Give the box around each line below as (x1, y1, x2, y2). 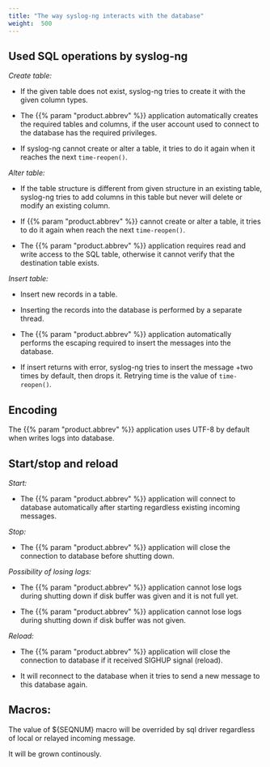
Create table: (8, 70, 53, 81)
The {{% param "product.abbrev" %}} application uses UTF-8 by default (8, 424, 251, 434)
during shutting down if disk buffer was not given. (19, 615, 186, 624)
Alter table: (8, 168, 46, 178)
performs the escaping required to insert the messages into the (19, 338, 232, 348)
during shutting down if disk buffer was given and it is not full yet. (19, 590, 238, 600)
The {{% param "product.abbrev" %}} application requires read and (19, 241, 247, 251)
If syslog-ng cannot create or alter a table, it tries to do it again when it (19, 143, 255, 154)
